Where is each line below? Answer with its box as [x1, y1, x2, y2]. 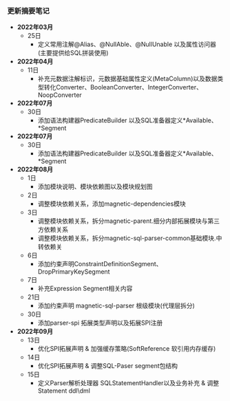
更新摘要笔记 [7, 6, 50, 15]
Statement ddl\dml [37, 387, 91, 395]
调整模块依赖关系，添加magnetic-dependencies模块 [37, 199, 186, 208]
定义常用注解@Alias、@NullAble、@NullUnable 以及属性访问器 [37, 40, 217, 49]
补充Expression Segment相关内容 [37, 284, 133, 293]
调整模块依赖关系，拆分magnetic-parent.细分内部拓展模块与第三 [37, 217, 220, 225]
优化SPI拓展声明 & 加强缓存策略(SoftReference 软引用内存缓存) [37, 345, 216, 353]
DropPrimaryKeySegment [37, 268, 110, 276]
